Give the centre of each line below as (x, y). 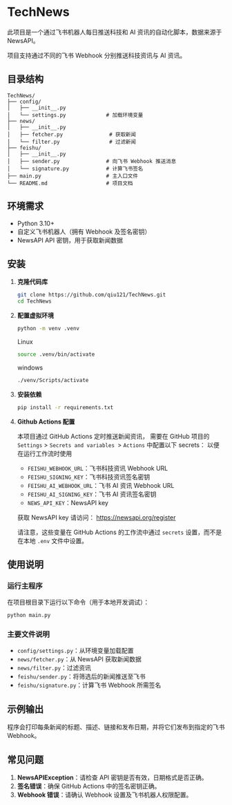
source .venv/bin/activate (56, 354)
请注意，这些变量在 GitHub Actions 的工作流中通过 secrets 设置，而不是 (119, 532)
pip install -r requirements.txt (65, 407)
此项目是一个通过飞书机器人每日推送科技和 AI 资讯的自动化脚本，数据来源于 (115, 32)
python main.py (29, 616)
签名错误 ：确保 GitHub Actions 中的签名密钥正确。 (89, 786)
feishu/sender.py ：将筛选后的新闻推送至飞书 (81, 676)
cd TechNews (34, 301)
